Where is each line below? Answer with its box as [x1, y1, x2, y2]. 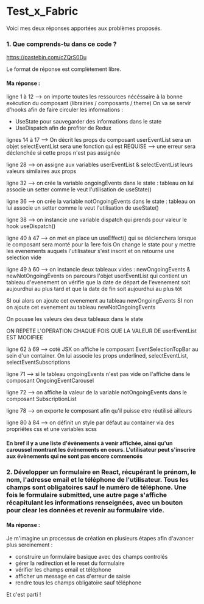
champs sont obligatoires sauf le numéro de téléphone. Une [6, 483, 187, 492]
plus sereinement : [6, 541, 53, 548]
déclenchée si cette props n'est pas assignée [6, 149, 121, 157]
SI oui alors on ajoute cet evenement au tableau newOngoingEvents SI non [6, 297, 194, 304]
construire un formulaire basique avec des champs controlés [15, 553, 168, 561]
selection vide [6, 254, 41, 261]
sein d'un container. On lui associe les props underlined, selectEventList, [6, 352, 189, 359]
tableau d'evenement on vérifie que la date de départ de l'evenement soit [6, 279, 191, 286]
